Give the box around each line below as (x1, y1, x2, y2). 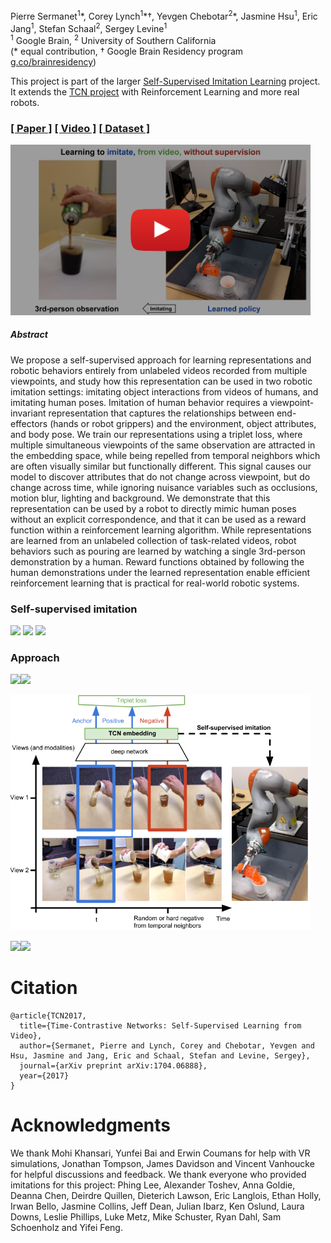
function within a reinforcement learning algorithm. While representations (10, 524, 312, 536)
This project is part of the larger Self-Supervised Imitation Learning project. (10, 75, 321, 87)
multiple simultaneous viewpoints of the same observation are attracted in (10, 439, 316, 451)
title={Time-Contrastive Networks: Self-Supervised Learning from (19, 1021, 302, 1031)
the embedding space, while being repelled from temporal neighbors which (10, 449, 321, 461)
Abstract (10, 329, 48, 341)
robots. (10, 96, 40, 108)
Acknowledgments (10, 1114, 172, 1137)
